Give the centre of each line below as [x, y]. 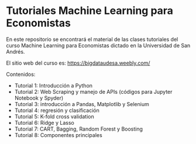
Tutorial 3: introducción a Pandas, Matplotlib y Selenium [82, 104]
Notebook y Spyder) [39, 98]
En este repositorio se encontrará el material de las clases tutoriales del [92, 39]
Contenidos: [21, 74]
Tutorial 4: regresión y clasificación [57, 110]
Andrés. [16, 51]
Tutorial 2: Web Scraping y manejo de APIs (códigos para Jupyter [93, 92]
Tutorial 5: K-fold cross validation [54, 116]
